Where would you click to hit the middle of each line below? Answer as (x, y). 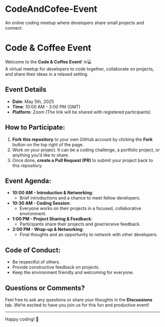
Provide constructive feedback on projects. (56, 267)
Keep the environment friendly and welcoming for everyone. (73, 272)
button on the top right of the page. (48, 144)
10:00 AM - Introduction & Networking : (53, 193)
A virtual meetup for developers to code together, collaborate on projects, (80, 69)
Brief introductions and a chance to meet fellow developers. (80, 198)
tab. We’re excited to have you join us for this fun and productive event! (77, 305)
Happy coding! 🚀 (22, 319)
